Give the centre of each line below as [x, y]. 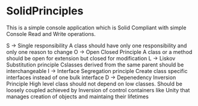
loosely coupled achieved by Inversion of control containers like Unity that [98, 90]
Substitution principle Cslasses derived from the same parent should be [95, 65]
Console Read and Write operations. [51, 34]
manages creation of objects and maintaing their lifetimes [78, 96]
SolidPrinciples [45, 11]
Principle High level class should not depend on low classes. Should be [94, 84]
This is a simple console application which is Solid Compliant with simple [96, 28]
